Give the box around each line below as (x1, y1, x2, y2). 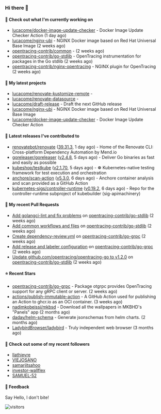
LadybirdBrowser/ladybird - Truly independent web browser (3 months (12, 324, 154, 331)
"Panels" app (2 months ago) (12, 309, 70, 315)
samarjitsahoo (12, 362, 41, 368)
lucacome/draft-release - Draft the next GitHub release (12, 101, 122, 107)
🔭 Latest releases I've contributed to (5, 133, 80, 138)
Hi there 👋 (5, 4, 29, 11)
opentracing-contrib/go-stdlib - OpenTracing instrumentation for (12, 53, 142, 59)
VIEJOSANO (12, 357, 37, 363)
